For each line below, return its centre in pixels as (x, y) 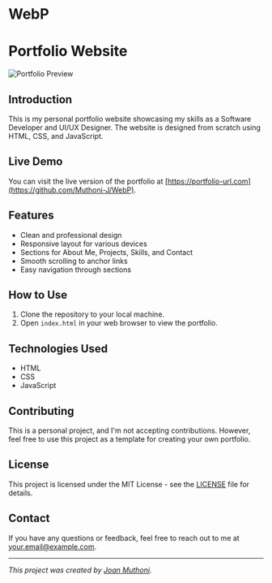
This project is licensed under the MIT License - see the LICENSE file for (129, 484)
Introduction (40, 99)
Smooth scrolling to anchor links (74, 261)
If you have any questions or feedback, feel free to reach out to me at (124, 538)
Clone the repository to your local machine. (92, 314)
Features (31, 216)
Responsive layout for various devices (83, 244)
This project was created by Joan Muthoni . (80, 570)
